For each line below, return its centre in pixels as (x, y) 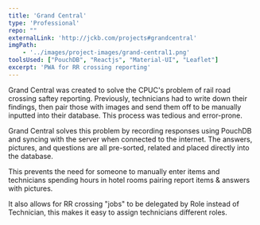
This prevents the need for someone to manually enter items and (114, 171)
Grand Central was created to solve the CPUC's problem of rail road (119, 90)
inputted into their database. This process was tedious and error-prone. (125, 115)
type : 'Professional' (44, 23)
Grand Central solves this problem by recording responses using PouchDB (130, 130)
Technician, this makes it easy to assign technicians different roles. (118, 212)
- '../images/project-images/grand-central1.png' (107, 52)
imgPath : (23, 45)
